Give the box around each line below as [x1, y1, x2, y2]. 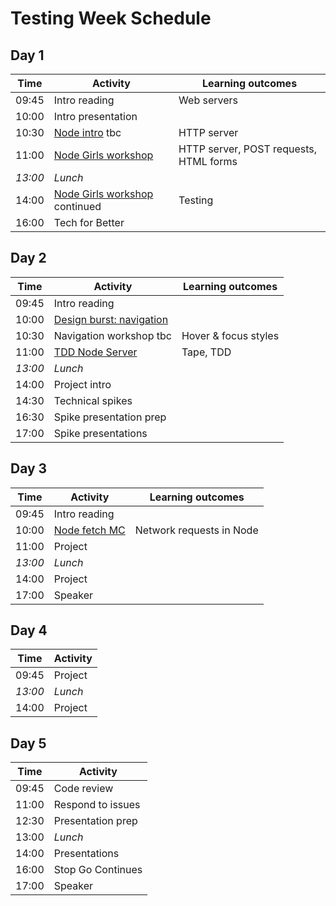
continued [53, 200, 102, 213]
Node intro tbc [53, 126, 122, 139]
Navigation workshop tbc [53, 328, 172, 342]
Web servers [178, 93, 239, 107]
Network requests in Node [134, 523, 259, 537]
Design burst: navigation [53, 312, 169, 326]
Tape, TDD [181, 345, 232, 359]
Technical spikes [53, 393, 133, 407]
